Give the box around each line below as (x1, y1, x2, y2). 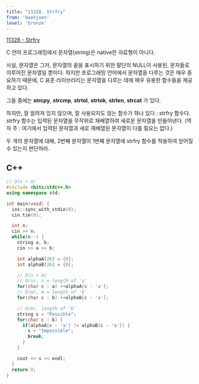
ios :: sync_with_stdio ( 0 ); (11, 206, 77, 212)
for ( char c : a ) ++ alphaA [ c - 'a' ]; (17, 284, 109, 290)
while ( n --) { (11, 234, 44, 240)
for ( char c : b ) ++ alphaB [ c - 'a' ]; (17, 295, 109, 301)
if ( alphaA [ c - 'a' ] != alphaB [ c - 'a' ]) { (22, 322, 130, 328)
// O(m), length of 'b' (17, 305, 77, 311)
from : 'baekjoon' (6, 14, 50, 20)
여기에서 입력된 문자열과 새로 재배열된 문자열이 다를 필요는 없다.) (22, 124, 173, 132)
